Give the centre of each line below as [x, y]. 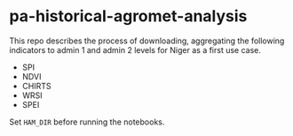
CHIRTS [36, 86]
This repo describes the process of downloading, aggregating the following [147, 41]
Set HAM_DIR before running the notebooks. [87, 122]
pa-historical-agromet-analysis [128, 16]
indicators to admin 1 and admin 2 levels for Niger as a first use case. [135, 49]
